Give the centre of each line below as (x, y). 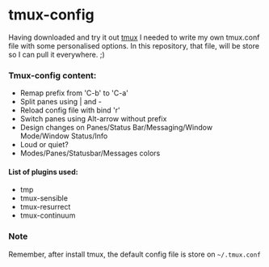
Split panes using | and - (61, 102)
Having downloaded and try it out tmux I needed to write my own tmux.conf (134, 37)
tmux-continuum (48, 215)
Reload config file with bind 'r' (70, 110)
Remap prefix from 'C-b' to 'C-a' (74, 93)
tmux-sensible (44, 198)
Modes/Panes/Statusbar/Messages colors (90, 153)
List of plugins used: (43, 172)
